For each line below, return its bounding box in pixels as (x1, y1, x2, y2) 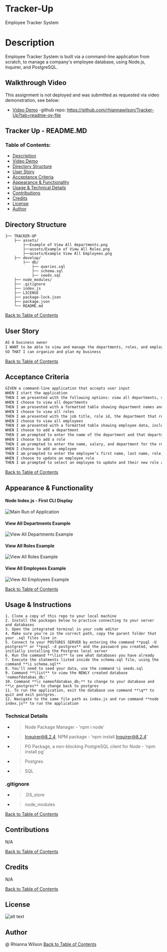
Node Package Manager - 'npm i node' (24, 724, 105, 730)
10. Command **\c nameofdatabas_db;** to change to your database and (5, 679, 155, 684)
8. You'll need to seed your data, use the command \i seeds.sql (5, 666, 143, 671)
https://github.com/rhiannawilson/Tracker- (67, 107, 154, 113)
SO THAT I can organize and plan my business (5, 349, 101, 354)
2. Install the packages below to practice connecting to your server (5, 618, 155, 623)
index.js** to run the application (5, 701, 79, 706)
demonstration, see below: (5, 97, 60, 103)
